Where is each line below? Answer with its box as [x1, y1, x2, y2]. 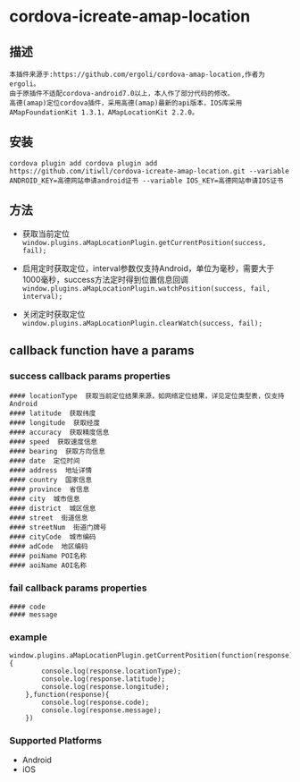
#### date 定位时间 [9, 456, 80, 466]
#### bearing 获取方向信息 [9, 447, 105, 456]
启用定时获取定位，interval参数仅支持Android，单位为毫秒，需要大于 [21, 262, 275, 274]
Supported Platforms [9, 734, 103, 746]
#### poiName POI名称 [9, 552, 87, 561]
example [9, 631, 47, 643]
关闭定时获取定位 [21, 309, 86, 319]
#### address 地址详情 [9, 466, 92, 475]
